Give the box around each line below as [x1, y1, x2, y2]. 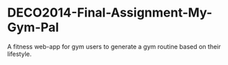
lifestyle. [7, 50, 32, 58]
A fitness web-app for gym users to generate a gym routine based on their [7, 42, 221, 50]
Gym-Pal [7, 19, 59, 35]
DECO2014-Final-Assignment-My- [7, 5, 213, 21]
